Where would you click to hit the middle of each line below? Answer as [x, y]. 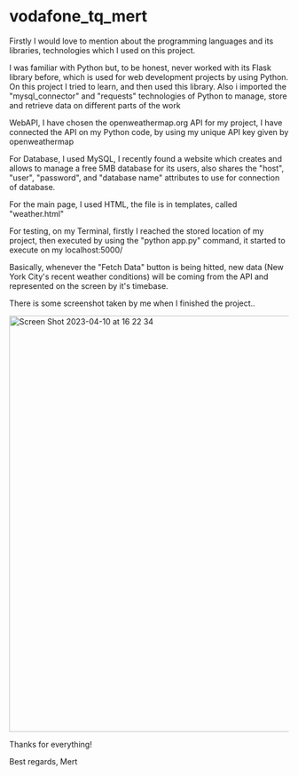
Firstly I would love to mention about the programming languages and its [141, 41]
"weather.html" [37, 213]
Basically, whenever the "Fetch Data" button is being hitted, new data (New [146, 267]
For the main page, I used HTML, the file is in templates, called [123, 204]
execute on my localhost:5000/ [66, 250]
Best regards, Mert [43, 761]
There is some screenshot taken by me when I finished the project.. [132, 303]
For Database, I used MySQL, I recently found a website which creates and [145, 158]
